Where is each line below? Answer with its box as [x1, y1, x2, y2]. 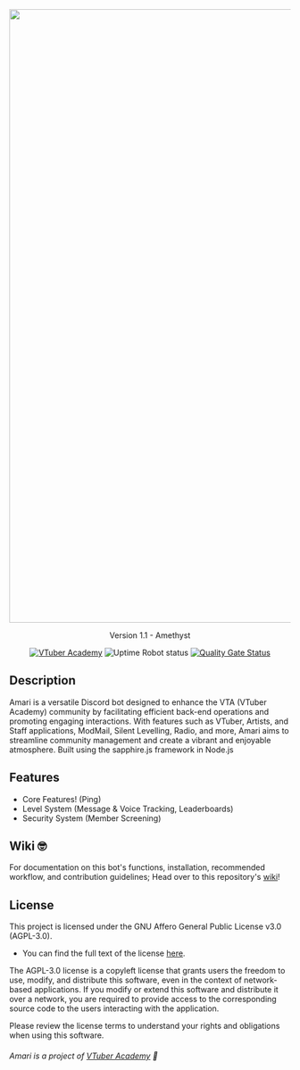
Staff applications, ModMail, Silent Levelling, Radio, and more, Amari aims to [9, 725, 289, 735]
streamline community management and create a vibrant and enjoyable [9, 734, 271, 745]
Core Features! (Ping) [21, 793, 102, 804]
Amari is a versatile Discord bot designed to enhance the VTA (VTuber [9, 696, 267, 708]
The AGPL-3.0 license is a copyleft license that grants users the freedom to [9, 966, 286, 976]
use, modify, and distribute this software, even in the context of [9, 975, 243, 985]
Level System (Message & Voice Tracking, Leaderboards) [21, 803, 234, 814]
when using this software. [9, 1030, 104, 1041]
